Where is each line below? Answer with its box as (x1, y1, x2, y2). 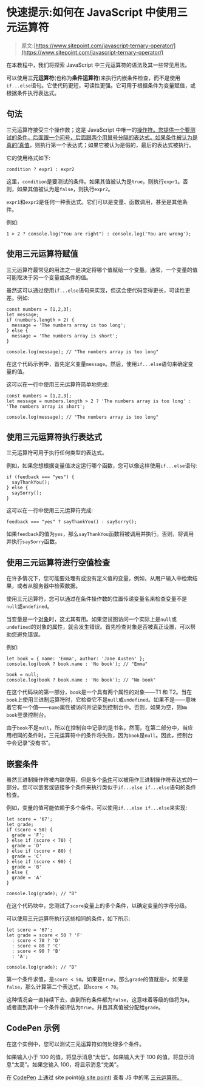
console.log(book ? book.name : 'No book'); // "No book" (6, 677, 156, 683)
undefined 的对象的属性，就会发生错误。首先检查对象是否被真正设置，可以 (6, 623, 191, 631)
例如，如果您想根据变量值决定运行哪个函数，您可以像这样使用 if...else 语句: (6, 462, 197, 469)
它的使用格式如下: (6, 154, 51, 161)
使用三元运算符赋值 (6, 249, 78, 259)
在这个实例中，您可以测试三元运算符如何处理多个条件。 (6, 1040, 144, 1048)
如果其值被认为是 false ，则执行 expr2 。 (16, 185, 114, 192)
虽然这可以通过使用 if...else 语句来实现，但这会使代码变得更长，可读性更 (6, 286, 191, 294)
